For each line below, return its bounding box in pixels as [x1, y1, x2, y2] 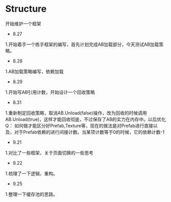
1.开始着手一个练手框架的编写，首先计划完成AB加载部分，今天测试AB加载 [5, 41, 159, 47]
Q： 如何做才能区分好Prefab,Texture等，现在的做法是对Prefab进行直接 [5, 122, 154, 129]
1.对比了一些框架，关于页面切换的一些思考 [5, 149, 93, 156]
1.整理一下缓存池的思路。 [5, 191, 58, 197]
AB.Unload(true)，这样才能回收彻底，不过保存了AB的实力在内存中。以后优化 [5, 116, 166, 122]
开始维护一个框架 [5, 20, 41, 27]
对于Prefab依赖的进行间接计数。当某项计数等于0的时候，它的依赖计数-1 [14, 129, 165, 135]
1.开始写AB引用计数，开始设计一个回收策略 [5, 89, 95, 95]
